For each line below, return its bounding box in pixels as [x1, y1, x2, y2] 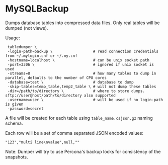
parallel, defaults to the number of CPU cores [5, 75, 107, 80]
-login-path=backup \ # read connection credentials [7, 49, 158, 54]
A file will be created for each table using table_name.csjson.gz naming [5, 115, 153, 121]
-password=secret [7, 106, 44, 111]
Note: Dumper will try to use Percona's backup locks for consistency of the [5, 148, 161, 154]
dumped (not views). [5, 25, 48, 31]
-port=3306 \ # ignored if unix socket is [7, 62, 154, 67]
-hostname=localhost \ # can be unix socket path [7, 57, 150, 63]
